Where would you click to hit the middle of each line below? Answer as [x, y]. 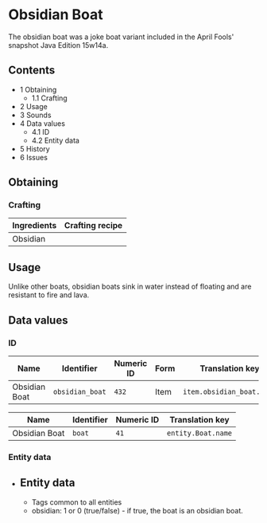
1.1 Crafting [49, 98]
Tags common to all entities [77, 502]
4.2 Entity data [55, 140]
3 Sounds [35, 115]
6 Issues [33, 157]
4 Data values [43, 123]
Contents [32, 71]
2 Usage [33, 106]
